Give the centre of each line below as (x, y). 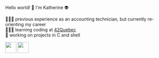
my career (36, 24)
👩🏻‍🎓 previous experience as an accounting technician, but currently (76, 19)
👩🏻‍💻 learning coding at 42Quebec (41, 30)
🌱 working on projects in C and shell (43, 35)
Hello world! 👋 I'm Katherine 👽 (37, 7)
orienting (15, 24)
